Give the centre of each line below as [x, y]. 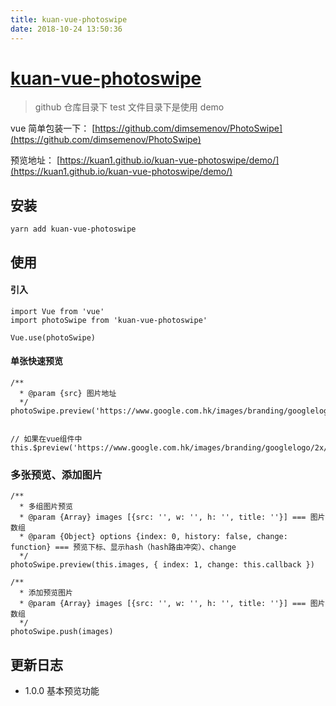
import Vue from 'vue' [57, 311]
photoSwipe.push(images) [62, 632]
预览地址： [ [35, 160]
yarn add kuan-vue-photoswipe [73, 229]
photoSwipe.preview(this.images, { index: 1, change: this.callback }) [162, 565]
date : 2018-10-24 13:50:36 [66, 29]
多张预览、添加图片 [56, 474]
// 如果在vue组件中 [46, 439]
